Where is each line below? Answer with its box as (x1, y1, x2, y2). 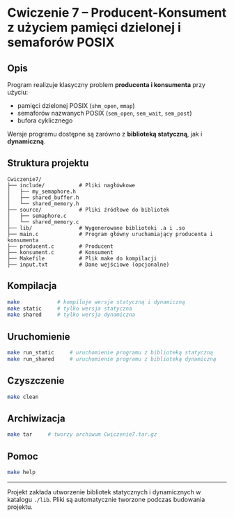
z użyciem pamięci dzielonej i (7, 19, 181, 36)
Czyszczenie (7, 375, 65, 387)
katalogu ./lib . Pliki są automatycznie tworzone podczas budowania (7, 495, 205, 503)
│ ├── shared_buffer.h (7, 194, 79, 201)
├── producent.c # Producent (7, 242, 114, 250)
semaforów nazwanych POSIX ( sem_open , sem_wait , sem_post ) (17, 109, 193, 117)
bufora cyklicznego (17, 116, 73, 125)
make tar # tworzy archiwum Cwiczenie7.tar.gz (7, 431, 157, 438)
